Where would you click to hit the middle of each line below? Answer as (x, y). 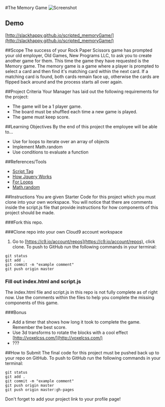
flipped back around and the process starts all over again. (64, 81)
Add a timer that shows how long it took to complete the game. (76, 322)
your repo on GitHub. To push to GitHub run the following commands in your (83, 358)
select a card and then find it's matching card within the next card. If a (77, 71)
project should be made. (30, 212)
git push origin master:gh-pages (40, 390)
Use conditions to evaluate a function (50, 152)
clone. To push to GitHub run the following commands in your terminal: (84, 246)
